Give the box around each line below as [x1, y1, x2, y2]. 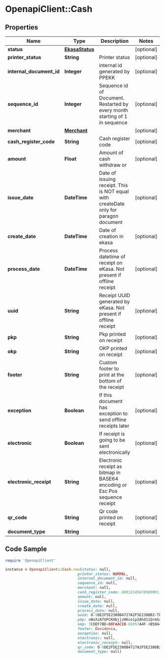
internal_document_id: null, [78, 576, 137, 581]
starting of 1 [99, 113, 128, 120]
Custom [99, 359, 117, 366]
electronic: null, [78, 635, 115, 640]
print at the [99, 372, 124, 378]
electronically [99, 449, 130, 456]
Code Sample [5, 545, 47, 553]
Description [100, 38, 129, 44]
